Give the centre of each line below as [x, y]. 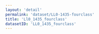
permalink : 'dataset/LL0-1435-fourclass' [50, 14]
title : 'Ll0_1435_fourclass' [36, 19]
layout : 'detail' [24, 10]
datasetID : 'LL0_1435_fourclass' [41, 24]
